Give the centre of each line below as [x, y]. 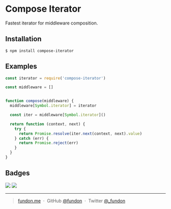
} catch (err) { [32, 138]
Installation [23, 39]
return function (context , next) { [48, 124]
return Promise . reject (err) [49, 143]
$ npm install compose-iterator [39, 51]
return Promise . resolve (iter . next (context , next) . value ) [80, 134]
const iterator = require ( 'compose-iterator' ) [55, 78]
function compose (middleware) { [39, 101]
